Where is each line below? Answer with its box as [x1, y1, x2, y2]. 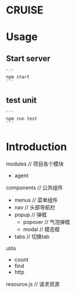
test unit [6, 95, 37, 105]
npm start [6, 74, 30, 80]
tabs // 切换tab [14, 233, 50, 240]
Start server [6, 53, 50, 63]
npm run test [6, 116, 38, 122]
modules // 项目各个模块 [6, 160, 64, 167]
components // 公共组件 [6, 184, 63, 191]
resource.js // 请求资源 [6, 280, 60, 287]
